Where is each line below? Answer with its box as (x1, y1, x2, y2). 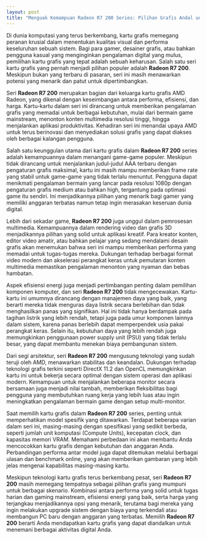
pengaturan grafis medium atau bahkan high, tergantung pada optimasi (6, 185, 186, 193)
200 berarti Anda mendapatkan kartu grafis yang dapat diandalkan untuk (6, 519, 191, 527)
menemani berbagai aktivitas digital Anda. (6, 525, 112, 533)
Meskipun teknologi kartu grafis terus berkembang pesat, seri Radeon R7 (6, 473, 192, 481)
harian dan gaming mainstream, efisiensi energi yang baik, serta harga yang (6, 493, 198, 500)
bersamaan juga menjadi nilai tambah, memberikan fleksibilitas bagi (6, 384, 178, 392)
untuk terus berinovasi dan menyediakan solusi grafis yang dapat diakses (6, 128, 192, 136)
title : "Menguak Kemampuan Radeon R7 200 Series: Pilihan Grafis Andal (6, 15, 193, 21)
